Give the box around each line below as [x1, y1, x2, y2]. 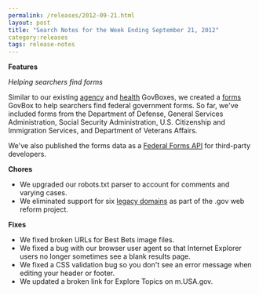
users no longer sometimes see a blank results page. [19, 252, 191, 261]
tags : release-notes [8, 41, 76, 49]
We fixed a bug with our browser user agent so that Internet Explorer [19, 244, 242, 253]
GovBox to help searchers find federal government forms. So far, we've [8, 101, 239, 111]
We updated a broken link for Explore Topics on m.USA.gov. [19, 277, 213, 286]
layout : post [8, 19, 51, 27]
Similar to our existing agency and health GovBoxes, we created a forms [8, 93, 242, 102]
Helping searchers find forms [8, 78, 104, 87]
